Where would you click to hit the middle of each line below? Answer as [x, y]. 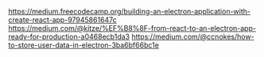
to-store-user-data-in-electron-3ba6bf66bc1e [83, 45]
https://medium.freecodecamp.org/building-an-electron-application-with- [129, 11]
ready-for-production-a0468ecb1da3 [69, 36]
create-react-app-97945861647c [62, 20]
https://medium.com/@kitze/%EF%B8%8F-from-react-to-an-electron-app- [132, 28]
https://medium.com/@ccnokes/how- [192, 36]
